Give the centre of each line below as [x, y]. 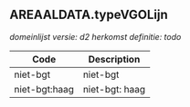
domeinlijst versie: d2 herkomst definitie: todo [95, 36]
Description [114, 59]
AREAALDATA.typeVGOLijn [89, 15]
